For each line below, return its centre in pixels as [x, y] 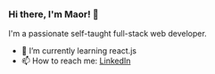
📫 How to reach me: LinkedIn [76, 61]
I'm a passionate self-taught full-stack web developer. [107, 34]
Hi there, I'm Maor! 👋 [54, 14]
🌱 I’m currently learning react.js [79, 51]
